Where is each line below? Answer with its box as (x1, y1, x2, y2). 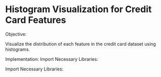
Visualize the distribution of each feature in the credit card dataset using (5, 41, 156, 47)
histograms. (5, 46, 30, 52)
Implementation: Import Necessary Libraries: (5, 56, 99, 62)
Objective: (5, 31, 27, 37)
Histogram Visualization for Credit (5, 4, 152, 15)
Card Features (5, 14, 66, 26)
